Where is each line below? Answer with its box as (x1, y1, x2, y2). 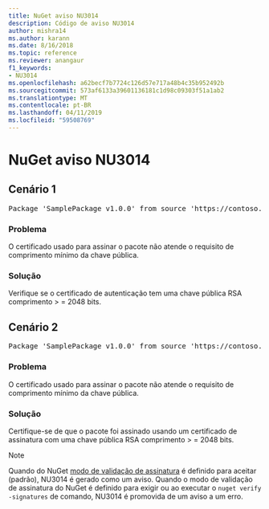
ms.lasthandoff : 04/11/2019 (8, 109, 103, 117)
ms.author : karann (8, 34, 70, 43)
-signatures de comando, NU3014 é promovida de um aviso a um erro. (8, 491, 243, 501)
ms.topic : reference (8, 49, 78, 57)
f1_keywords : (8, 64, 52, 72)
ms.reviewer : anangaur (8, 57, 84, 65)
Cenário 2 (8, 320, 59, 334)
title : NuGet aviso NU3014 (8, 11, 99, 20)
